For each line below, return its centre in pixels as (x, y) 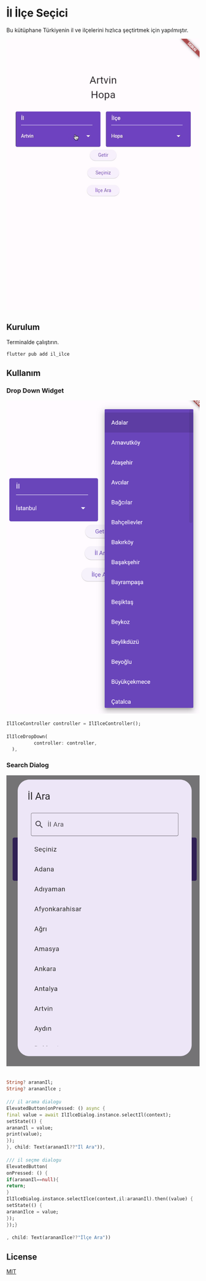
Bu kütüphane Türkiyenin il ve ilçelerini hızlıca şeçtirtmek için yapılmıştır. (97, 30)
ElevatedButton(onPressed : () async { (56, 1108)
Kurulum (23, 327)
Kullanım (24, 373)
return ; (16, 1186)
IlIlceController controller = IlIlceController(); (74, 724)
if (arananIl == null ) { (33, 1180)
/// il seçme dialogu (34, 1160)
